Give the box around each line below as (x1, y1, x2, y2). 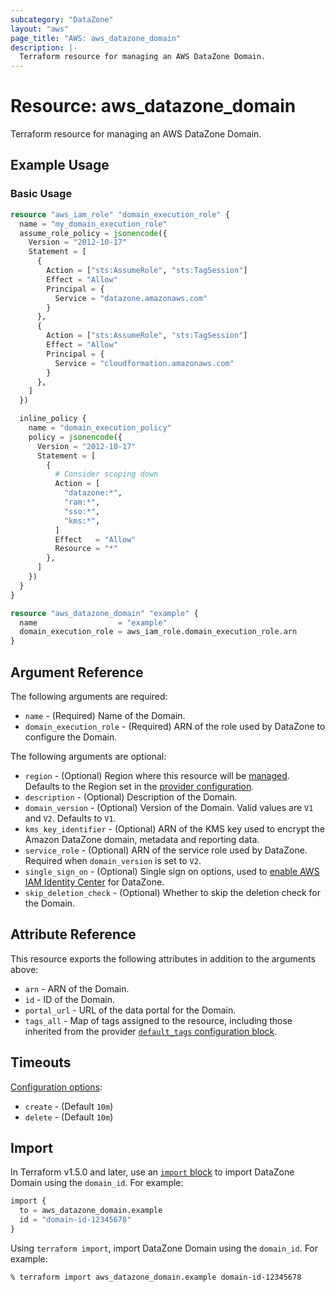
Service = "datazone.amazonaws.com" (54, 293, 208, 303)
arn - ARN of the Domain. (24, 982, 130, 995)
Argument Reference (10, 664, 144, 681)
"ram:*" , (63, 497, 101, 507)
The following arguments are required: (10, 690, 168, 702)
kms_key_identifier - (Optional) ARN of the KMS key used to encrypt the (24, 822, 325, 835)
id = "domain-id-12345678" (19, 1215, 132, 1225)
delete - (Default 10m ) (24, 1111, 114, 1123)
